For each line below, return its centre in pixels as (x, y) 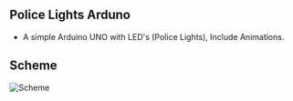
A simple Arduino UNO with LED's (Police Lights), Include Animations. (153, 36)
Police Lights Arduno (70, 15)
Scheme (33, 66)
